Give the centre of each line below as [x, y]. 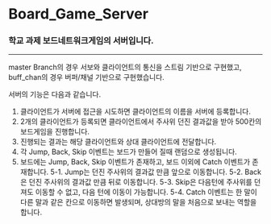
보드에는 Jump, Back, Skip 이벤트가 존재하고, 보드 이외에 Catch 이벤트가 [135, 162]
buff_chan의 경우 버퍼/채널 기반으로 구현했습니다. [87, 77]
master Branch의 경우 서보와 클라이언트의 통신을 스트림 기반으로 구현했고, [125, 67]
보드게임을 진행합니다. [55, 132]
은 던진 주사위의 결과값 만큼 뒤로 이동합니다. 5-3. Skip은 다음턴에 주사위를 [136, 182]
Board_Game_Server [79, 14]
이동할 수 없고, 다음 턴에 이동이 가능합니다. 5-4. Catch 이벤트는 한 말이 [146, 192]
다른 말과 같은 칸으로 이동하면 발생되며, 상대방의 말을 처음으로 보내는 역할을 [138, 202]
